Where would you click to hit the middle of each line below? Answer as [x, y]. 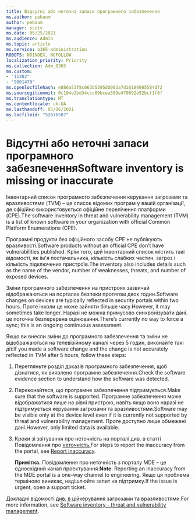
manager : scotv [24, 28]
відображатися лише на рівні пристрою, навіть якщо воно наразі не [99, 403]
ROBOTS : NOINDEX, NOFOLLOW [39, 55]
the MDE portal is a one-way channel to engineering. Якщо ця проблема [102, 475]
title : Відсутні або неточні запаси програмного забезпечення [83, 11]
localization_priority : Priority [47, 60]
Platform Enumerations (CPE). [42, 228]
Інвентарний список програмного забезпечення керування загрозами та [97, 197]
